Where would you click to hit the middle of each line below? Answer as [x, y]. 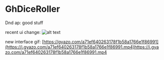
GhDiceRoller [33, 9]
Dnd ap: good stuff [24, 23]
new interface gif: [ [24, 42]
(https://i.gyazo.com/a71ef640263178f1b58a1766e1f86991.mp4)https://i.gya [82, 47]
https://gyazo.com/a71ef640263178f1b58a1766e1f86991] [101, 42]
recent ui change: [23, 32]
